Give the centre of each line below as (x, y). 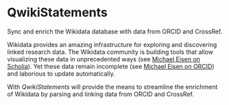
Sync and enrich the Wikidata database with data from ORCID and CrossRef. (115, 31)
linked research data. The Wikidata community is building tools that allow (110, 52)
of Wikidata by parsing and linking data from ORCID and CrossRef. (100, 94)
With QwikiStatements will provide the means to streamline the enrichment (112, 87)
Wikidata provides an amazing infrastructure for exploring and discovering (112, 44)
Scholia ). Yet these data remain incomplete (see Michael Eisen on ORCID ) (111, 66)
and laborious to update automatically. (61, 74)
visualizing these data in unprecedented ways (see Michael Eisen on (104, 59)
